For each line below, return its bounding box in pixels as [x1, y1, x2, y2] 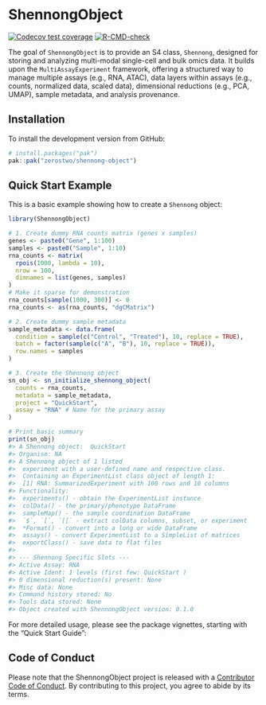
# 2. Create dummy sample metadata [8, 317, 127, 325]
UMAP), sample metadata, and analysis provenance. [8, 89, 181, 99]
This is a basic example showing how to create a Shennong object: [8, 200, 223, 209]
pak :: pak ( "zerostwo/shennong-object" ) [8, 157, 137, 165]
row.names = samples [15, 348, 84, 356]
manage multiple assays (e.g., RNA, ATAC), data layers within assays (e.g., [8, 72, 252, 82]
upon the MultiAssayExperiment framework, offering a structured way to [8, 64, 244, 73]
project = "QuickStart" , [15, 399, 98, 407]
